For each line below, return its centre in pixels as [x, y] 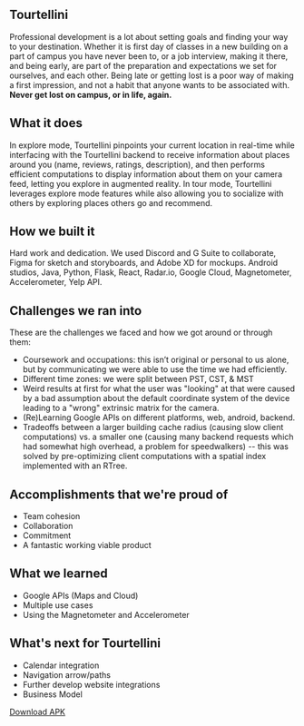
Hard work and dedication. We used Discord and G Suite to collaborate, [143, 253]
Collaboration [48, 526]
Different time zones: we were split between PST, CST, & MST [138, 379]
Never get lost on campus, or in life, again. [91, 94]
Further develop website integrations [91, 684]
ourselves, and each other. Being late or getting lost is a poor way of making [152, 75]
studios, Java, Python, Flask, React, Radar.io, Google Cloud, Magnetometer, [151, 272]
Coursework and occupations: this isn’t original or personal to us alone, [156, 360]
